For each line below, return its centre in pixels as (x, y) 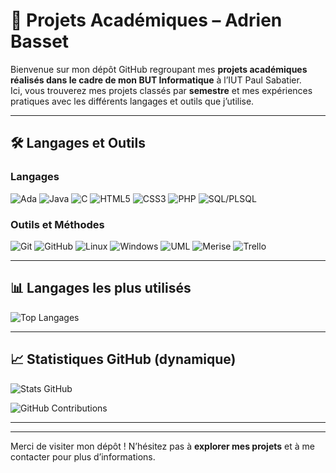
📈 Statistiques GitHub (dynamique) (123, 359)
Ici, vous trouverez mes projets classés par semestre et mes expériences (161, 90)
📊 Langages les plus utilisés (101, 288)
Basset (40, 41)
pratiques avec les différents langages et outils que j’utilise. (132, 101)
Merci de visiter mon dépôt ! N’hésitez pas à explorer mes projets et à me (162, 446)
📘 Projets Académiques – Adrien (146, 20)
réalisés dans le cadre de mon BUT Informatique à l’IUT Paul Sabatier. (156, 80)
